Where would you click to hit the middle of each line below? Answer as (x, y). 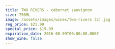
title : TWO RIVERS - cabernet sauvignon (49, 10)
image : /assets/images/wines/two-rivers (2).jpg (58, 19)
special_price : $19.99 (29, 29)
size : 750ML (18, 15)
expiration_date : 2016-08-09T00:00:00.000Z (52, 34)
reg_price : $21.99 (25, 24)
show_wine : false (24, 39)
